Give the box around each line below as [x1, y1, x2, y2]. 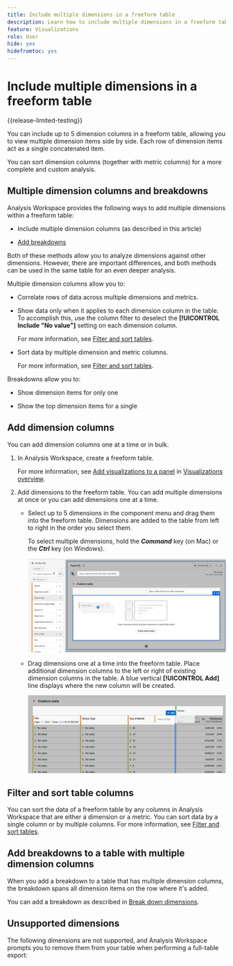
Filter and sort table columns [7, 787, 134, 799]
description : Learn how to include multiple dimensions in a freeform [7, 18, 216, 26]
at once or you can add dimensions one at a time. [17, 495, 159, 503]
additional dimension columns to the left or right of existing [27, 666, 196, 675]
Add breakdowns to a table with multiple [7, 847, 185, 859]
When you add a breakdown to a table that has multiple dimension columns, [7, 877, 224, 885]
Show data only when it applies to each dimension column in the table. [17, 306, 219, 315]
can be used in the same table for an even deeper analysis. [7, 266, 176, 274]
